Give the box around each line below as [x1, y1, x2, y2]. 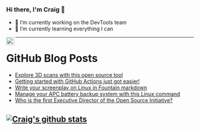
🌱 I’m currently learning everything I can [14, 25, 114, 32]
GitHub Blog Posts [6, 52, 98, 65]
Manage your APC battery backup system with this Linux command [14, 91, 180, 98]
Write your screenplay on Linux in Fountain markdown [14, 84, 148, 91]
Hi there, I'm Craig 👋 [6, 5, 65, 14]
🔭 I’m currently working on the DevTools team [14, 19, 127, 26]
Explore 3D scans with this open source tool [14, 72, 123, 79]
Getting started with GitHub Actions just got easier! [14, 78, 140, 85]
